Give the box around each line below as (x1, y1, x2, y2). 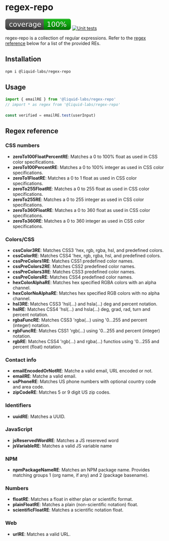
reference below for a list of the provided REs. (5, 40, 101, 46)
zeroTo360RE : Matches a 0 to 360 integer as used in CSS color (12, 218, 145, 224)
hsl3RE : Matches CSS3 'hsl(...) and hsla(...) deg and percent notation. (12, 301, 158, 307)
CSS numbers (5, 142, 40, 149)
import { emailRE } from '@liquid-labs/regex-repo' (5, 97, 116, 102)
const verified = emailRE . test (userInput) (5, 113, 96, 118)
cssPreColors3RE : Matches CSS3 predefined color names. (12, 268, 136, 275)
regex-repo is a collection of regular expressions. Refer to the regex (5, 35, 146, 41)
